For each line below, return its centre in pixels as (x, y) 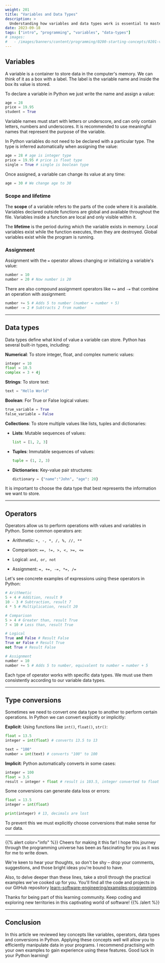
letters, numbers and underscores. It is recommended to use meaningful (78, 127)
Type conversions (33, 700)
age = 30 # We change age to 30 (38, 183)
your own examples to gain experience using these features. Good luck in (80, 950)
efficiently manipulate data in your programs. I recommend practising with (80, 945)
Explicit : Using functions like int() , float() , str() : (56, 727)
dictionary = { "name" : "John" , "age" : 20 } (55, 479)
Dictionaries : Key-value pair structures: (52, 470)
